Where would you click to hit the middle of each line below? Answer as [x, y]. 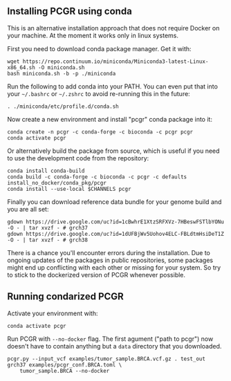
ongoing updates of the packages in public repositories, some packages [110, 260]
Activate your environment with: [53, 313]
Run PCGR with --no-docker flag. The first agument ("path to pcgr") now [110, 339]
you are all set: [28, 209]
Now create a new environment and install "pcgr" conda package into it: [110, 119]
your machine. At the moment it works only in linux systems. [93, 35]
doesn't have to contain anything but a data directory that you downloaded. [114, 346]
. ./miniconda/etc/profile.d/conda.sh [63, 106]
